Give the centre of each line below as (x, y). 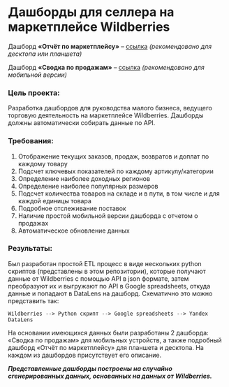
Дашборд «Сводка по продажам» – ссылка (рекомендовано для (106, 67)
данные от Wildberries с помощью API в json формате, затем (98, 278)
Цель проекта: (34, 93)
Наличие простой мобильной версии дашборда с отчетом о (108, 216)
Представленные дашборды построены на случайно (90, 368)
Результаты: (30, 249)
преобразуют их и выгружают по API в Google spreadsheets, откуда (109, 286)
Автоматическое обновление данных (74, 231)
